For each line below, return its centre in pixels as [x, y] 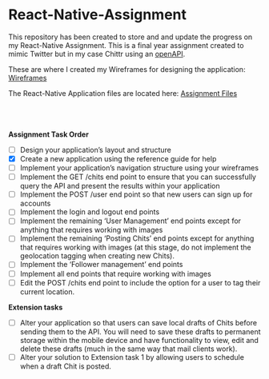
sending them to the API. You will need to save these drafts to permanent [140, 331]
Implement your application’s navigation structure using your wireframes [139, 168]
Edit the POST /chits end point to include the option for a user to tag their [140, 282]
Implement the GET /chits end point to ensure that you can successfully [138, 177]
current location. [47, 291]
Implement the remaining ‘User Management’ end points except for [130, 221]
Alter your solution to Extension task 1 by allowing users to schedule [132, 357]
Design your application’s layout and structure [96, 150]
